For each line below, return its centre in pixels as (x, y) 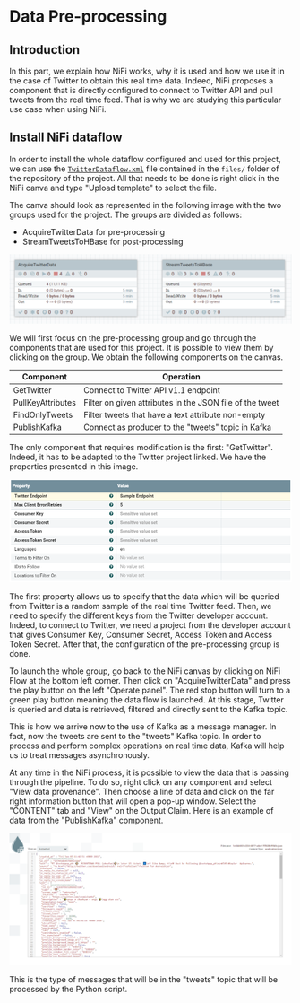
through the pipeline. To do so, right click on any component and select (141, 781)
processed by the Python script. (69, 990)
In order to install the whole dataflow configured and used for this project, (145, 159)
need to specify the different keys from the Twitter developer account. (139, 615)
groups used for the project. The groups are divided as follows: (126, 214)
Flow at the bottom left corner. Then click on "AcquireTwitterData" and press (150, 680)
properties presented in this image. (74, 466)
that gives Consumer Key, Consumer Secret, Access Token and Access (141, 634)
